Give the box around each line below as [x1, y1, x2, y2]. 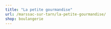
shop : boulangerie [5, 16, 43, 21]
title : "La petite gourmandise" [5, 7, 72, 12]
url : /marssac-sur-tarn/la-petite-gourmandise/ [5, 12, 106, 17]
